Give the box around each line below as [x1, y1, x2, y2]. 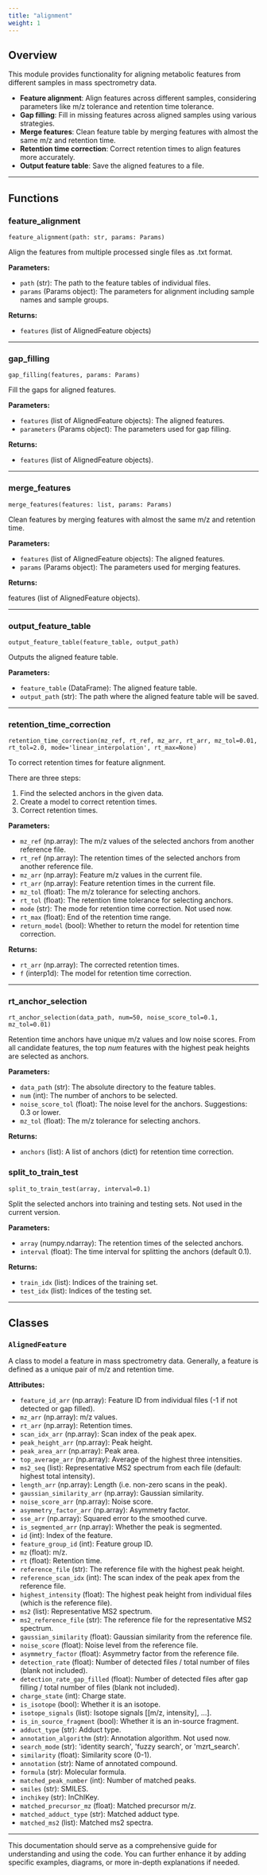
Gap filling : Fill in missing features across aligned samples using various [19, 111, 257, 120]
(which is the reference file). [19, 1598, 113, 1608]
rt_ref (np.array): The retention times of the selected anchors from [19, 853, 241, 863]
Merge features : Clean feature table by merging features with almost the [19, 127, 258, 137]
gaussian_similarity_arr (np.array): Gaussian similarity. [19, 1489, 204, 1498]
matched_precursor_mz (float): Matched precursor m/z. [19, 1801, 196, 1811]
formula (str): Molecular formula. [19, 1767, 127, 1777]
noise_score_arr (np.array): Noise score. [19, 1497, 153, 1507]
